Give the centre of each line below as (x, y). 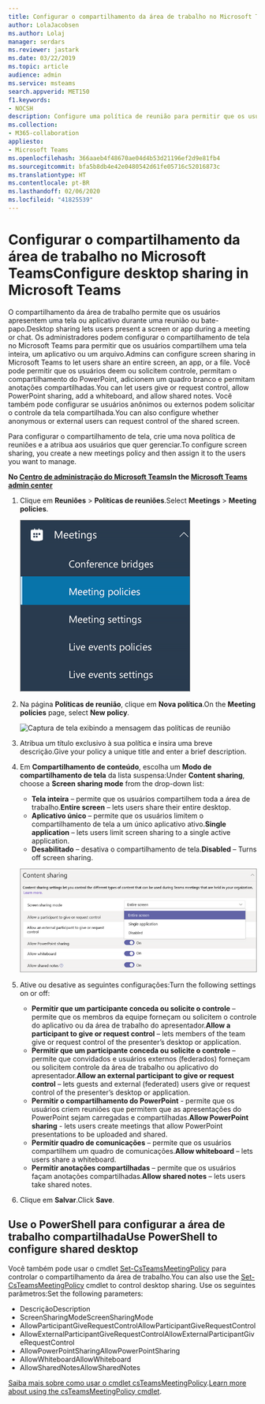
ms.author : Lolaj (37, 33)
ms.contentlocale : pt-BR (49, 183)
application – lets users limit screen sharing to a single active (131, 832)
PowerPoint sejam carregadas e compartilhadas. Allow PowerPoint (140, 1118)
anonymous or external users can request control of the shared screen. (124, 421)
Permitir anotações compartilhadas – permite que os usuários (134, 1167)
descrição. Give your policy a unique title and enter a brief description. (133, 751)
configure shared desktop (73, 1250)
